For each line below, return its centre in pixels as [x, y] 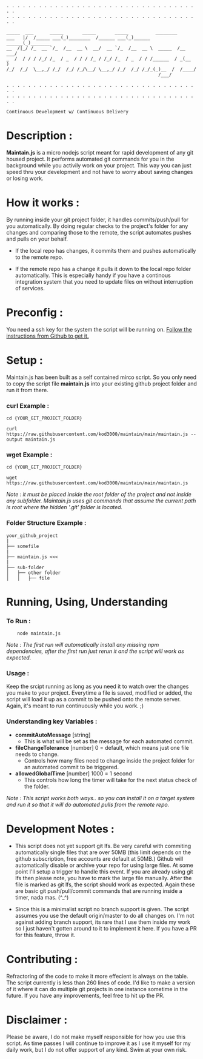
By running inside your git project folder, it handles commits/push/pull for [98, 219]
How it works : [43, 203]
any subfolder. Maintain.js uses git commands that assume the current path [101, 501]
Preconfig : [35, 313]
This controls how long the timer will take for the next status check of [111, 780]
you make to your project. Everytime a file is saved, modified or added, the [99, 693]
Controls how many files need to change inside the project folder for [109, 760]
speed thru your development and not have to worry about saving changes [100, 172]
